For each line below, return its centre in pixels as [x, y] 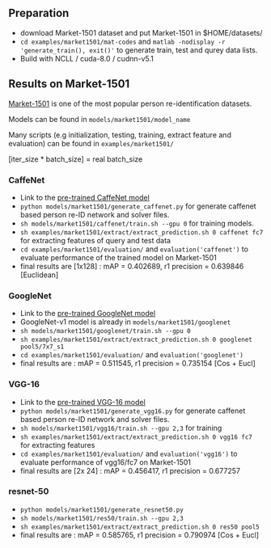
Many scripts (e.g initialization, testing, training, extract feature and [120, 135]
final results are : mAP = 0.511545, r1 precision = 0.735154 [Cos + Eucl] [138, 364]
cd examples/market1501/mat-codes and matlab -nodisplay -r [123, 41]
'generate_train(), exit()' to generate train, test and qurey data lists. [139, 50]
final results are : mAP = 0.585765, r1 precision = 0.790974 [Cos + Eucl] [140, 535]
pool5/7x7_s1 [42, 347]
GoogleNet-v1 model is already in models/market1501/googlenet [125, 322]
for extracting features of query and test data [95, 240]
